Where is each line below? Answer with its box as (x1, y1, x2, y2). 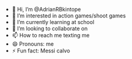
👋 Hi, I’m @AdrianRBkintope (11, 6, 81, 13)
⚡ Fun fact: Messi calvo (11, 47, 71, 54)
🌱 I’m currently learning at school (11, 19, 95, 25)
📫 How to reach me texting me (11, 32, 90, 39)
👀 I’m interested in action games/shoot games (11, 12, 126, 19)
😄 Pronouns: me (11, 40, 54, 48)
